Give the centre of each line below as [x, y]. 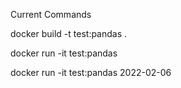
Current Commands [51, 14]
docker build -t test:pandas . [69, 33]
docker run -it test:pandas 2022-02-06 [91, 72]
